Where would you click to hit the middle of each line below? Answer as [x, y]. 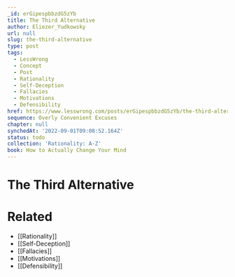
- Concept [28, 66]
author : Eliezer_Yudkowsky [47, 27]
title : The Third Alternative [51, 20]
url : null [22, 33]
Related [30, 217]
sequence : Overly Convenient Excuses [62, 118]
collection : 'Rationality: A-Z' [54, 144]
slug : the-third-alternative [50, 40]
